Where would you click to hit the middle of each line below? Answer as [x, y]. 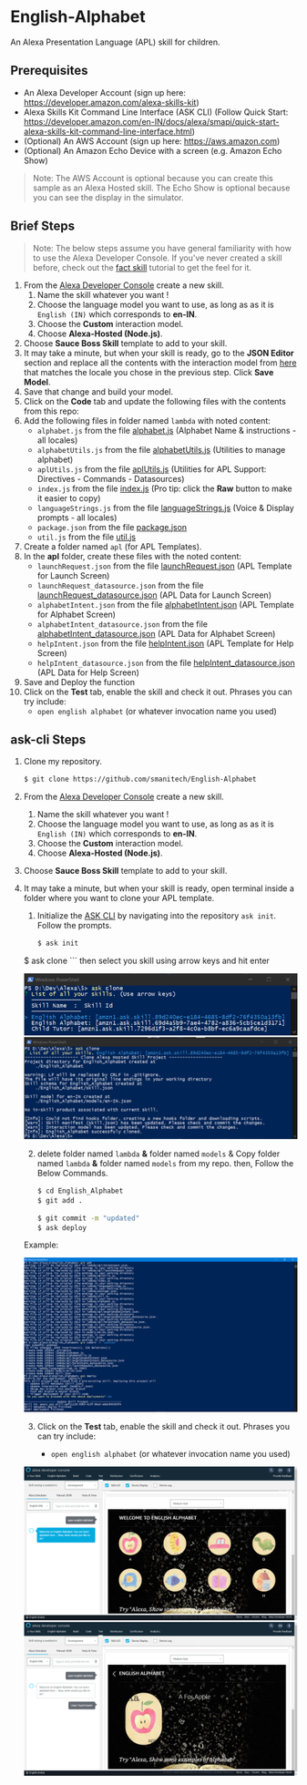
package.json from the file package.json [112, 527]
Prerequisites [49, 71]
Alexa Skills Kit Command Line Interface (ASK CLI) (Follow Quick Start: [156, 112]
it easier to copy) [69, 498]
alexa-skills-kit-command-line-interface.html [107, 131]
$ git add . [60, 1200]
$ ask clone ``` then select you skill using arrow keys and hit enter [146, 961]
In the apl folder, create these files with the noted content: [133, 556]
